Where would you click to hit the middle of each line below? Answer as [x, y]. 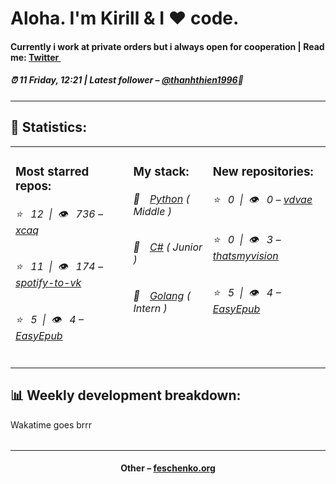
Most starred [52, 171]
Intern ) [150, 308]
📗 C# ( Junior [168, 247]
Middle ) [152, 212]
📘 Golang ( [162, 295]
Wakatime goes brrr [51, 424]
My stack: [161, 171]
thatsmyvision [245, 256]
